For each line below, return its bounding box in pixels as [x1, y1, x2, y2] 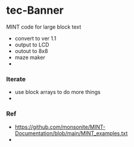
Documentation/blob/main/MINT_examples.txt [14, 129, 128, 137]
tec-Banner [6, 4, 64, 17]
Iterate [6, 75, 26, 83]
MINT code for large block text [6, 23, 82, 30]
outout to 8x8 [14, 47, 48, 54]
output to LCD [14, 41, 49, 48]
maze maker [14, 54, 46, 61]
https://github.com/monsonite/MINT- [14, 123, 106, 130]
